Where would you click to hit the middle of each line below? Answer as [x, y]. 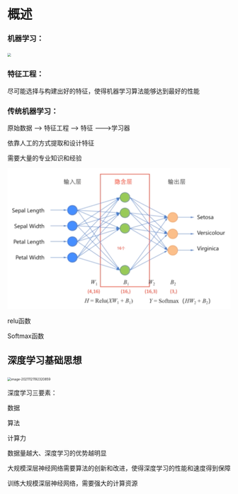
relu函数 [19, 321]
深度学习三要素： [32, 393]
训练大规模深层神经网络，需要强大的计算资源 [73, 483]
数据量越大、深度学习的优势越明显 [57, 453]
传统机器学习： [33, 111]
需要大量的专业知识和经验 [45, 158]
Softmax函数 [26, 336]
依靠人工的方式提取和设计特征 [51, 143]
